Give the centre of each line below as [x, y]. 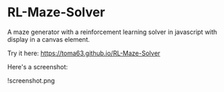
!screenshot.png [31, 80]
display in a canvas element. [49, 39]
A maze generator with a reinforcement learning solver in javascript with [112, 32]
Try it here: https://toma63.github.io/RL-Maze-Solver [84, 53]
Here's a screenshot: [38, 67]
